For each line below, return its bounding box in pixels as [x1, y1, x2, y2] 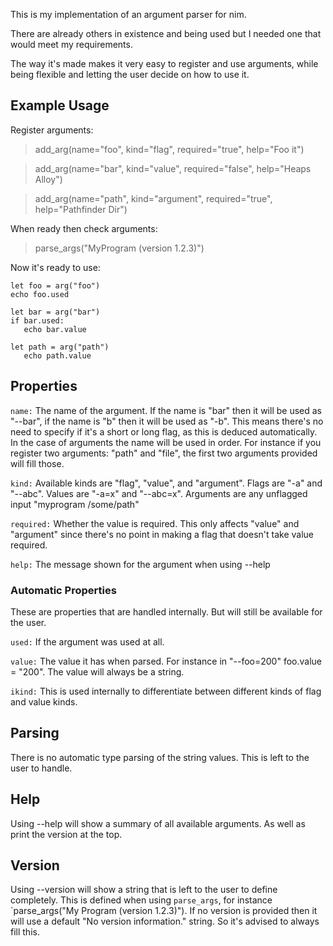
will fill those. [10, 457, 65, 469]
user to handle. [10, 762, 73, 774]
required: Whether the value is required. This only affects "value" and [10, 517, 300, 529]
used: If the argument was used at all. [10, 635, 165, 648]
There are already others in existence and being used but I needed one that [10, 28, 322, 39]
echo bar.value [23, 324, 87, 334]
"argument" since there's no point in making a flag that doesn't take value [10, 528, 315, 540]
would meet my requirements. [10, 39, 133, 50]
